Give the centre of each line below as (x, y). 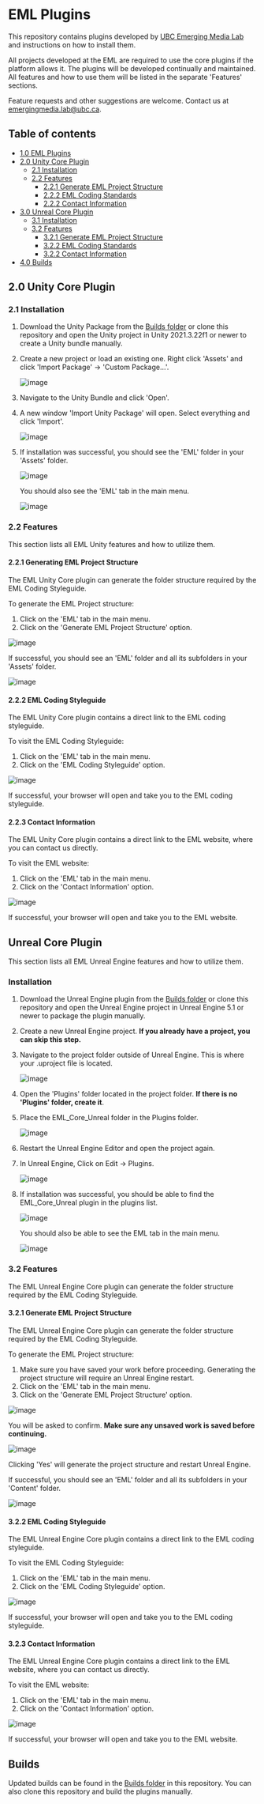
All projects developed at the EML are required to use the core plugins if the (131, 60)
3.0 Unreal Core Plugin (56, 212)
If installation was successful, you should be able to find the (117, 1194)
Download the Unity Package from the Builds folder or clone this (124, 326)
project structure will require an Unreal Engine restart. (107, 1378)
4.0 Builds (36, 262)
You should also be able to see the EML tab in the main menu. (120, 1233)
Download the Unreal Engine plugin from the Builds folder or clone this (134, 999)
